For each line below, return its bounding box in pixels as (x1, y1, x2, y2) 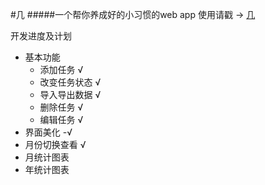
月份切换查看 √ (24, 139, 87, 150)
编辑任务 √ (39, 114, 84, 125)
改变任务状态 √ (39, 76, 102, 88)
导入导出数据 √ (39, 89, 102, 100)
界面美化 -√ (24, 126, 73, 138)
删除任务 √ (39, 101, 84, 113)
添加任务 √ (39, 64, 84, 75)
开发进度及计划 (10, 30, 72, 42)
